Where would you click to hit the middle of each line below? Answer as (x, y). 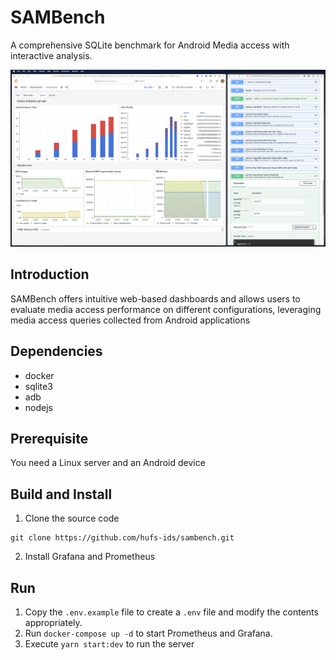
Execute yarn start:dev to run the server (109, 644)
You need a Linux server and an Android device (108, 463)
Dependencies (56, 351)
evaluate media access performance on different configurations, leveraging (166, 309)
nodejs (38, 407)
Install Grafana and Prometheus (90, 557)
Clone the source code (72, 518)
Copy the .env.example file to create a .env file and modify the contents (171, 612)
